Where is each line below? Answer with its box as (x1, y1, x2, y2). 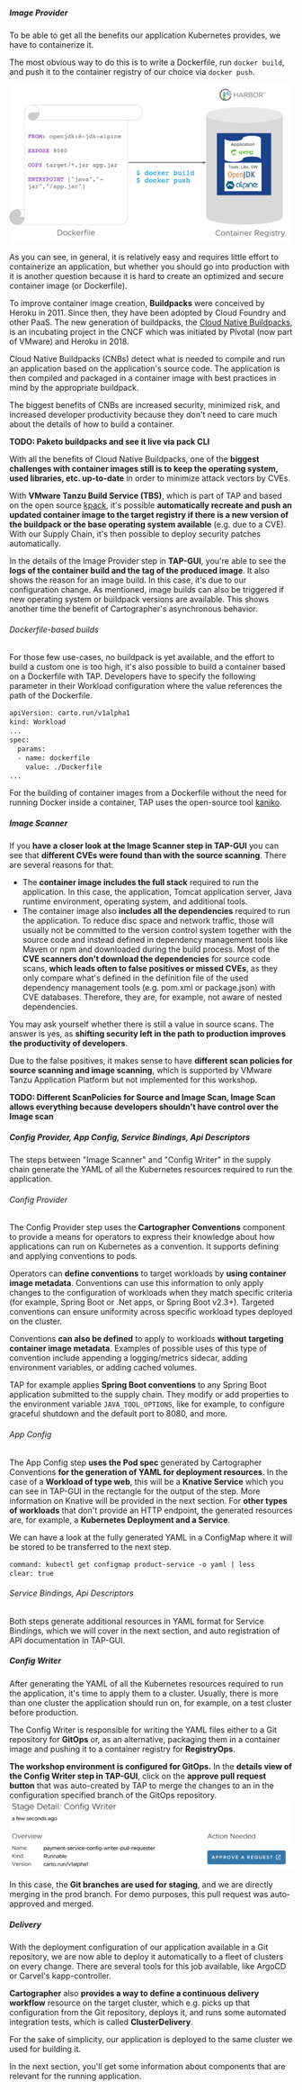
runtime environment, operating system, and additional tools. (22, 896, 248, 907)
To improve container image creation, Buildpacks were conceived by (9, 298, 265, 308)
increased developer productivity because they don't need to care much (9, 410, 278, 420)
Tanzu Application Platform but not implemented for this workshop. (9, 1074, 258, 1085)
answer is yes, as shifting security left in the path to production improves (9, 1028, 286, 1039)
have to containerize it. (9, 39, 94, 50)
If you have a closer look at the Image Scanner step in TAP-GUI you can (9, 840, 280, 851)
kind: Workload (9, 718, 67, 727)
